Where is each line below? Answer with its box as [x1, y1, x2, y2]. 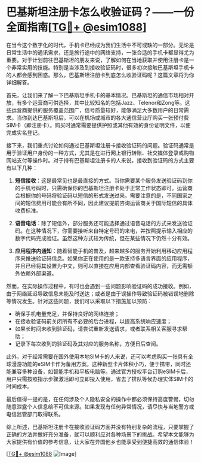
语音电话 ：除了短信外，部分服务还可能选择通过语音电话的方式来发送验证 [14, 219, 193, 226]
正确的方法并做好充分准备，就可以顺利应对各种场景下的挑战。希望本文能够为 [6, 431, 194, 438]
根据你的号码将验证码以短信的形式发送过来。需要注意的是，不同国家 [20, 192, 188, 199]
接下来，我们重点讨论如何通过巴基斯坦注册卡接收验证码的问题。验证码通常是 [6, 141, 194, 149]
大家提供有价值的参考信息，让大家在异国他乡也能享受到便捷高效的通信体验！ [6, 438, 194, 445]
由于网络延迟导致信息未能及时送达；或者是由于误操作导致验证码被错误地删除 [6, 290, 194, 297]
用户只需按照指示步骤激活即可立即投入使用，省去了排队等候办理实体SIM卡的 [6, 375, 194, 382]
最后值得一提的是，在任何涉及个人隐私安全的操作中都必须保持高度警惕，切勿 [6, 395, 194, 403]
